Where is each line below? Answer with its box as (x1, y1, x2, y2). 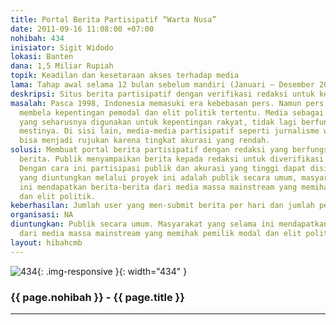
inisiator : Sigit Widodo (10, 42, 114, 53)
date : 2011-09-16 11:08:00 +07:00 (10, 24, 155, 34)
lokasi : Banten (10, 52, 74, 62)
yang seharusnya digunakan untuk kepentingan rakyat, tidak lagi (19, 117, 298, 127)
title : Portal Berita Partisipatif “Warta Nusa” (10, 14, 217, 25)
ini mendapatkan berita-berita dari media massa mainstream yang (19, 182, 298, 192)
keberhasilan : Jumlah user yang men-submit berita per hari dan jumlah (10, 201, 315, 211)
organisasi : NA (10, 210, 74, 220)
